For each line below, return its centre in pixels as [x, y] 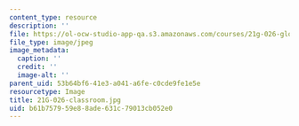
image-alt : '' [43, 75]
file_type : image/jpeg [51, 42]
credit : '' [37, 67]
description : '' [39, 26]
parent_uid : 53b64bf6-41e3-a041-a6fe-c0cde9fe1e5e [105, 83]
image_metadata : [39, 51]
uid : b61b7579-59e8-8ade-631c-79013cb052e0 [91, 108]
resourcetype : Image [48, 91]
